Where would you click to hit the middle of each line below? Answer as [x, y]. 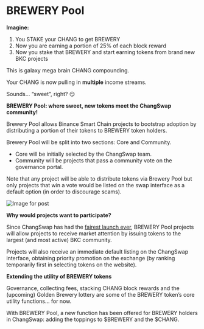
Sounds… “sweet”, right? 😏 [40, 94]
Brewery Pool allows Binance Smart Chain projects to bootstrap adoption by [101, 124]
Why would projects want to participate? [59, 215]
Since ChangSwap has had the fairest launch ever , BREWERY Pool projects [100, 227]
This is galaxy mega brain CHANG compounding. [68, 70]
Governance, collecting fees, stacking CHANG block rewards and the [93, 288]
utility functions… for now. [39, 301]
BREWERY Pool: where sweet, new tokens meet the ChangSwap [89, 106]
